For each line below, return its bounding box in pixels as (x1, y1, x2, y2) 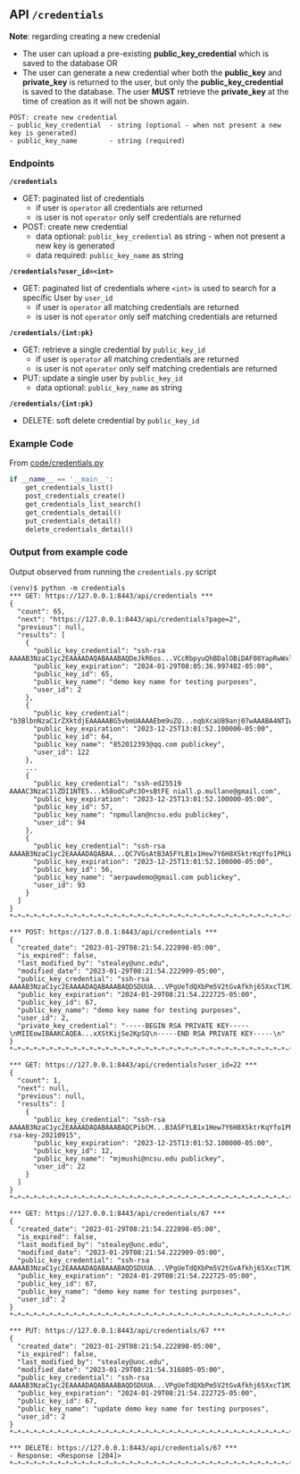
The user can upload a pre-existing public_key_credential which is (21, 48, 270, 59)
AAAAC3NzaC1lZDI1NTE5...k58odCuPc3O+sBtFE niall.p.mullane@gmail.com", (9, 786, 281, 796)
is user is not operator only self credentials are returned (35, 212, 241, 222)
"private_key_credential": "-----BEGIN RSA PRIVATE (17, 1021, 214, 1030)
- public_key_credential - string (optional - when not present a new (9, 121, 281, 130)
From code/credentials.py (9, 457, 104, 468)
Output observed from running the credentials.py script (9, 566, 217, 577)
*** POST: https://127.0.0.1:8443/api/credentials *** (9, 927, 218, 936)
